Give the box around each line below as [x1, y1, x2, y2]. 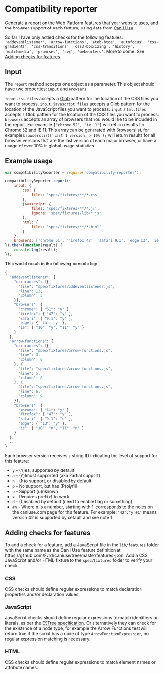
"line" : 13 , [18, 289, 43, 293]
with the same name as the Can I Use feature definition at [5, 547, 121, 553]
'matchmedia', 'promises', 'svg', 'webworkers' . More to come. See [5, 48, 145, 54]
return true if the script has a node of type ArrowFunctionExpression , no [5, 630, 149, 636]
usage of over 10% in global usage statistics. [5, 143, 95, 148]
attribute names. [5, 665, 38, 671]
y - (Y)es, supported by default [12, 468, 75, 473]
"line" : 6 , [18, 389, 41, 394]
